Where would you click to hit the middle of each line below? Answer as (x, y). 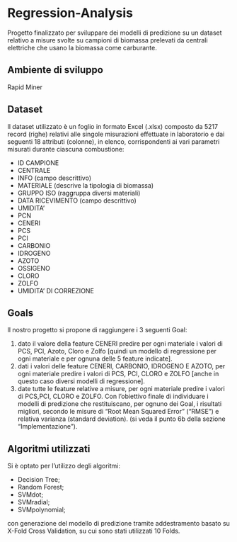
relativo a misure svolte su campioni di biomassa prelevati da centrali (108, 40)
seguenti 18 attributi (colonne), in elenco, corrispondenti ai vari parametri (114, 141)
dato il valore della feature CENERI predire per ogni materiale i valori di (120, 344)
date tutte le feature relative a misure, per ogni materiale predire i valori (121, 389)
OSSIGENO (34, 268)
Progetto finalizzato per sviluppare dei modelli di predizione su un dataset (115, 33)
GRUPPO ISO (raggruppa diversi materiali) (79, 193)
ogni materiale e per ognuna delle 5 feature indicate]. (95, 358)
